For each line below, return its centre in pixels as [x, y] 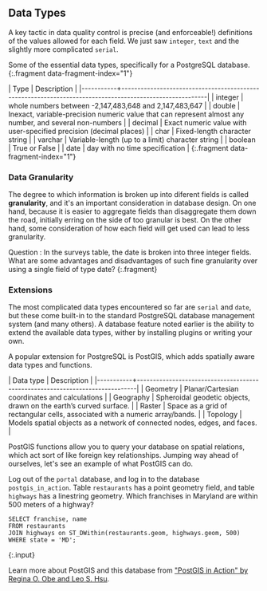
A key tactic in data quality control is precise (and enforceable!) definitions [130, 32]
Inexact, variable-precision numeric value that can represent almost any [126, 114]
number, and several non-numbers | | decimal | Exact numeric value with [128, 122]
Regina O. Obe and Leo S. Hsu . [59, 579]
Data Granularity [41, 177]
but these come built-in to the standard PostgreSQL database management [132, 316]
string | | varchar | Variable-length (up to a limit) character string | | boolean [132, 140]
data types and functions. [51, 365]
